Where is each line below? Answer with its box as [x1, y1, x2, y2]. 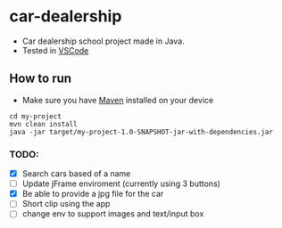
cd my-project [9, 111, 62, 121]
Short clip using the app [21, 199, 111, 209]
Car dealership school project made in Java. [21, 36, 185, 46]
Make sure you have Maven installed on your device [21, 94, 214, 105]
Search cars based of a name [21, 168, 131, 179]
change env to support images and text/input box [21, 208, 204, 219]
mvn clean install [9, 119, 78, 128]
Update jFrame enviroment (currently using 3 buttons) [21, 178, 221, 189]
